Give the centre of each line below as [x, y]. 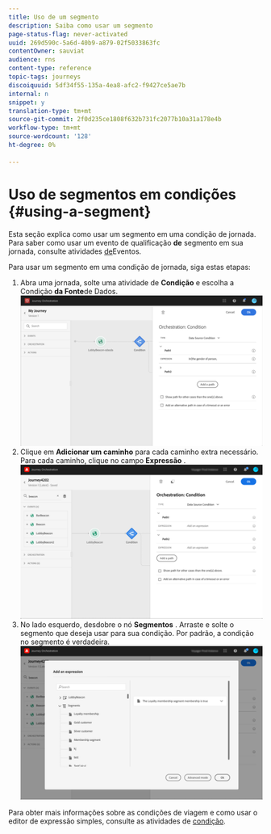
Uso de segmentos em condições [122, 194]
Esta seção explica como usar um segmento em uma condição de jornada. [132, 234]
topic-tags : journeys [45, 77]
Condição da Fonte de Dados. [69, 291]
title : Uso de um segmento [54, 17]
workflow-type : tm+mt [45, 128]
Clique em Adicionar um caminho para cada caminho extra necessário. [139, 452]
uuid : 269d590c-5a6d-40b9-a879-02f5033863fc [84, 43]
